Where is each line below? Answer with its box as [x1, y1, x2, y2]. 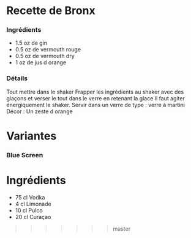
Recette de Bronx [6, 4, 96, 18]
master [113, 225, 130, 232]
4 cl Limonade [15, 200, 51, 207]
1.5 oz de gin [15, 39, 48, 46]
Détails [6, 74, 28, 83]
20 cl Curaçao [15, 213, 51, 220]
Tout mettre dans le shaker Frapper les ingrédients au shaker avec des [6, 88, 184, 95]
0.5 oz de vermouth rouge [15, 46, 81, 53]
